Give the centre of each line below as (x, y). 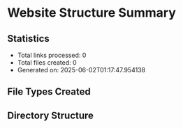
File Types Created (49, 92)
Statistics (29, 39)
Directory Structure (51, 115)
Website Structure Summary (91, 13)
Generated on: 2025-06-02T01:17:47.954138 (81, 70)
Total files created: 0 (47, 63)
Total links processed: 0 (52, 55)
